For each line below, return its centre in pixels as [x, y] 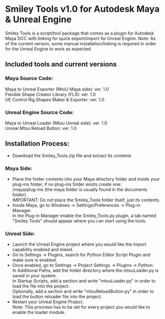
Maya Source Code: [29, 78]
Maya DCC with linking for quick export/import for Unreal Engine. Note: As [81, 38]
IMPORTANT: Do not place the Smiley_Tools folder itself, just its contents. [86, 200]
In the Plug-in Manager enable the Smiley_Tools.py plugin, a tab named [84, 216]
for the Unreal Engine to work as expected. [49, 49]
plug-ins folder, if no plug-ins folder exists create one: [67, 184]
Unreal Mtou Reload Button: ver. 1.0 [41, 128]
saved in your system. [34, 276]
